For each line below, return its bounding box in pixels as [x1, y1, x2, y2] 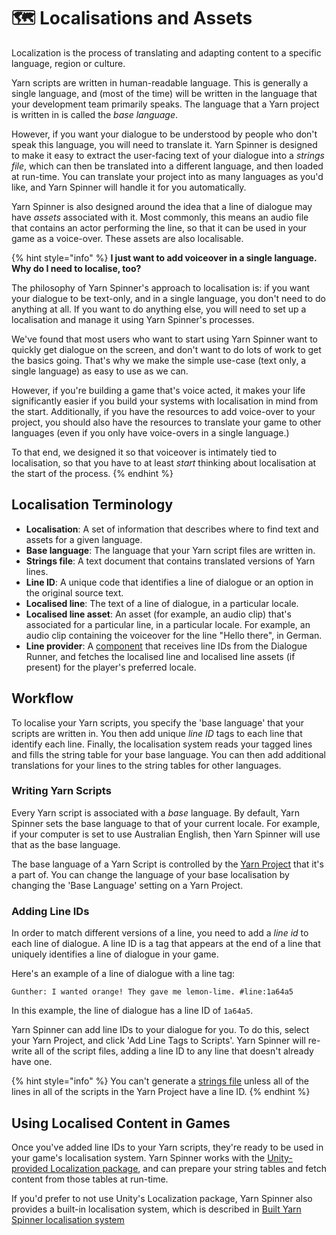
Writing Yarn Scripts [11, 784, 112, 798]
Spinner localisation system [11, 1213, 125, 1225]
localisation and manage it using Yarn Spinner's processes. [11, 313, 255, 325]
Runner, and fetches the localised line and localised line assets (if [25, 650, 296, 662]
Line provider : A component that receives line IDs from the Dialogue [25, 640, 308, 652]
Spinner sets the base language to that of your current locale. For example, [11, 817, 321, 829]
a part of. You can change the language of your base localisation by [11, 868, 290, 880]
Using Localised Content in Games [11, 1115, 231, 1132]
